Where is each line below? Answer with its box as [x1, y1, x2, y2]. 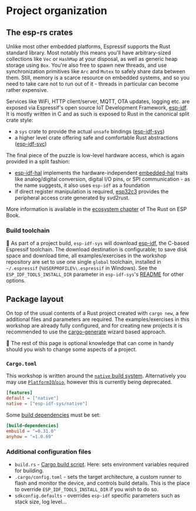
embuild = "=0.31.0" [6, 428, 57, 434]
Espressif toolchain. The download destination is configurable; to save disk [6, 246, 188, 253]
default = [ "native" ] [6, 396, 59, 401]
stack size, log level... [14, 498, 67, 505]
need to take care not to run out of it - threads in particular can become [6, 80, 179, 87]
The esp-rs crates [6, 28, 73, 38]
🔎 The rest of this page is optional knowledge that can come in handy [6, 340, 174, 347]
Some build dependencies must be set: [6, 411, 101, 418]
